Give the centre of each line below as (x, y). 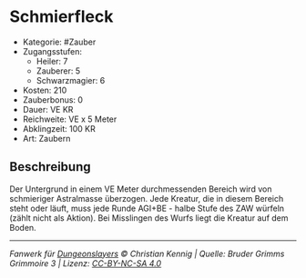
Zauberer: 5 (58, 71)
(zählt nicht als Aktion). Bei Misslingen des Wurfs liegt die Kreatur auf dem (149, 218)
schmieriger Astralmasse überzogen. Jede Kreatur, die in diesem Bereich (147, 198)
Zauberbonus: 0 (53, 99)
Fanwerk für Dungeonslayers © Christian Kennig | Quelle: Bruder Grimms (147, 253)
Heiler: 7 (52, 61)
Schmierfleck (61, 17)
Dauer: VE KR (48, 109)
